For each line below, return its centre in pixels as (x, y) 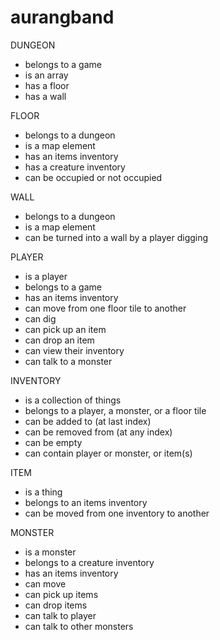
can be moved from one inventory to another (117, 513)
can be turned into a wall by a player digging (116, 237)
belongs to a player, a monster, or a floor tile (115, 410)
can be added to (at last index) (88, 421)
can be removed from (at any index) (98, 432)
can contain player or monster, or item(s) (108, 453)
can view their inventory (74, 350)
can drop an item (59, 340)
